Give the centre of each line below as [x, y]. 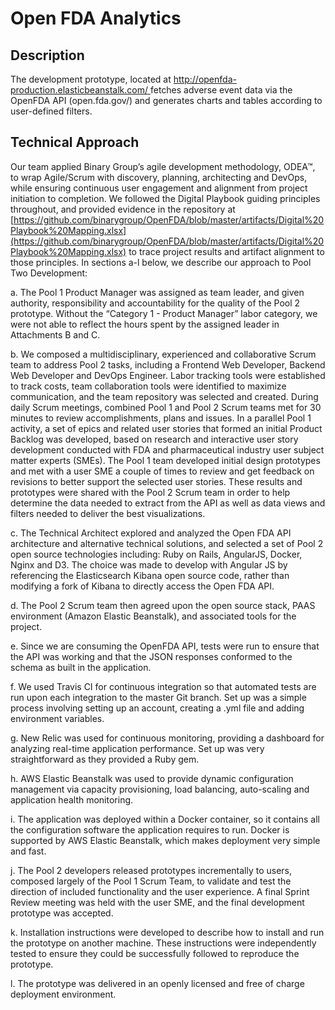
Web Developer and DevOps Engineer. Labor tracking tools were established [168, 375]
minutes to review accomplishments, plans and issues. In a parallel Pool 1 [161, 418]
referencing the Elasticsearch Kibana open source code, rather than [150, 575]
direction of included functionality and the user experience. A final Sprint [160, 891]
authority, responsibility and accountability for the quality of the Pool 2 [155, 303]
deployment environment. [63, 994]
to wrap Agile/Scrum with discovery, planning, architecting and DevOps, [159, 177]
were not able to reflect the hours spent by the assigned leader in [145, 324]
